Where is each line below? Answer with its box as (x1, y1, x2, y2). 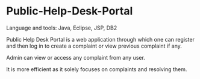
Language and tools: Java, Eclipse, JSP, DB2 (6, 24, 117, 31)
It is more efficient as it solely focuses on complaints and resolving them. (6, 65, 187, 73)
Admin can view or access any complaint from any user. (6, 54, 146, 61)
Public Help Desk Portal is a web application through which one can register (6, 36, 195, 43)
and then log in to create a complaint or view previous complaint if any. (6, 42, 183, 49)
